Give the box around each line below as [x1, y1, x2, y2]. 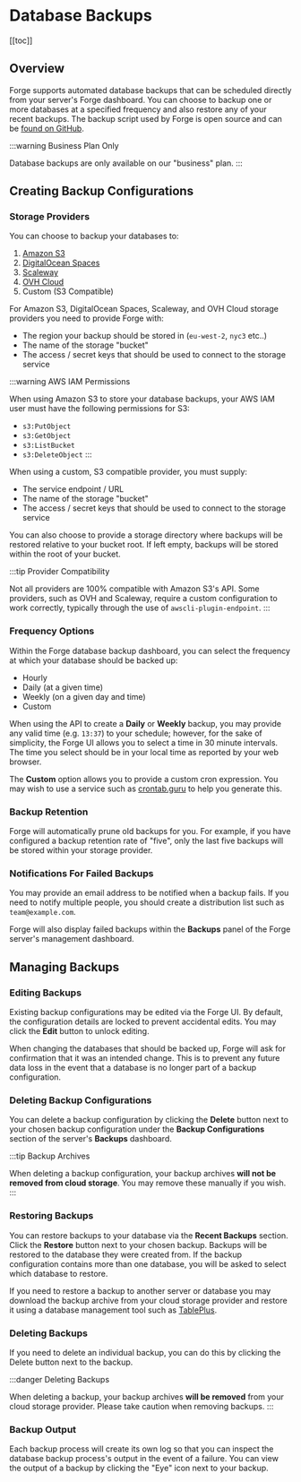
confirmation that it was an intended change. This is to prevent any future [9, 1053, 280, 1064]
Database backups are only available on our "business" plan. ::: [9, 158, 244, 168]
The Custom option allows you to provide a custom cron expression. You [9, 773, 279, 784]
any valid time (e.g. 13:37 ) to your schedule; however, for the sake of [9, 728, 262, 738]
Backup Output [9, 1423, 77, 1435]
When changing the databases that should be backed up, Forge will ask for [9, 1043, 287, 1054]
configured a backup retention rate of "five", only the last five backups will [9, 835, 284, 847]
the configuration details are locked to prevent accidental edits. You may [9, 1016, 277, 1027]
